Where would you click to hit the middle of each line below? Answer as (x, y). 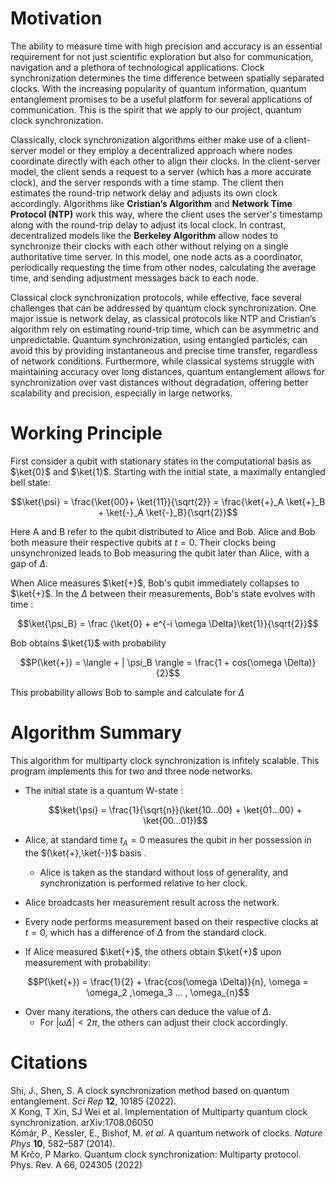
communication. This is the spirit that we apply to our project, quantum (156, 109)
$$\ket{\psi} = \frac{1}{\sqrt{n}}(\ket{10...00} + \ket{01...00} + (175, 809)
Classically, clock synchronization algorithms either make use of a (146, 139)
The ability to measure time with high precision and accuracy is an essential (166, 46)
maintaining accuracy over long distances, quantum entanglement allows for (167, 371)
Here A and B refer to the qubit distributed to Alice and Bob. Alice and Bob (163, 531)
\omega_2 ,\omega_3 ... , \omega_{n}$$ (168, 992)
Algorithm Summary (96, 733)
